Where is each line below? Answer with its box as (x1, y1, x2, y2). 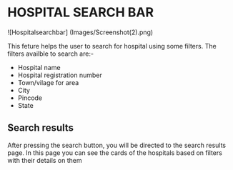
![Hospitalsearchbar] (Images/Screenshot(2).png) (7, 28, 154, 36)
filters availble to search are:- (7, 49, 94, 58)
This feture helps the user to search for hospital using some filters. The (7, 41, 217, 50)
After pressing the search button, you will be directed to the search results (7, 141, 227, 149)
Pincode (17, 94, 43, 102)
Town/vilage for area (17, 78, 79, 86)
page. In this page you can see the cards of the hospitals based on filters (7, 148, 223, 157)
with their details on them (7, 156, 82, 164)
